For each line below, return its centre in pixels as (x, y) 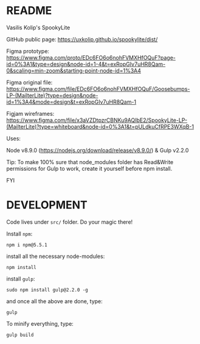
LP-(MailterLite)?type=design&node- (52, 95)
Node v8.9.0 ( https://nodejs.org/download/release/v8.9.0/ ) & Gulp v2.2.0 (98, 150)
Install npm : (19, 234)
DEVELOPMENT (47, 205)
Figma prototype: (28, 51)
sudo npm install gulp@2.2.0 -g (47, 290)
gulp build (20, 335)
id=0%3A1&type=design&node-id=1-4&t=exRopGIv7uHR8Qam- (86, 64)
